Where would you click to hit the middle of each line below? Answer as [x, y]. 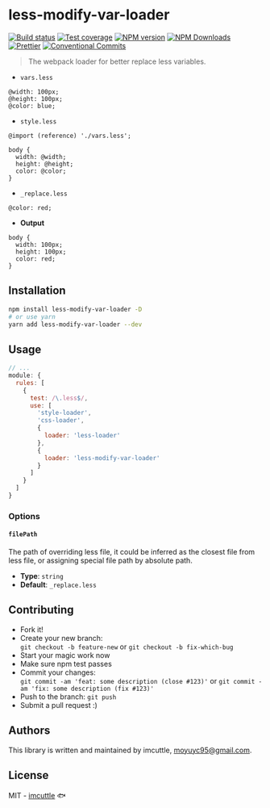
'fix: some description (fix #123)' [93, 689]
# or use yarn [32, 316]
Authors [29, 731]
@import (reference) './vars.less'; [70, 136]
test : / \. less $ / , [59, 398]
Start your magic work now [65, 655]
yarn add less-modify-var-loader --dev [75, 324]
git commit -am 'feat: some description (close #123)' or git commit [137, 680]
